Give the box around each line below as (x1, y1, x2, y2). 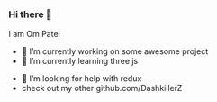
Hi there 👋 (8, 8, 53, 21)
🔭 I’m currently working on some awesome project (21, 46, 209, 57)
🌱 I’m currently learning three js (21, 56, 139, 67)
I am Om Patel (8, 29, 60, 40)
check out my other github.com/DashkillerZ (21, 83, 183, 94)
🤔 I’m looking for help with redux (21, 73, 142, 84)
